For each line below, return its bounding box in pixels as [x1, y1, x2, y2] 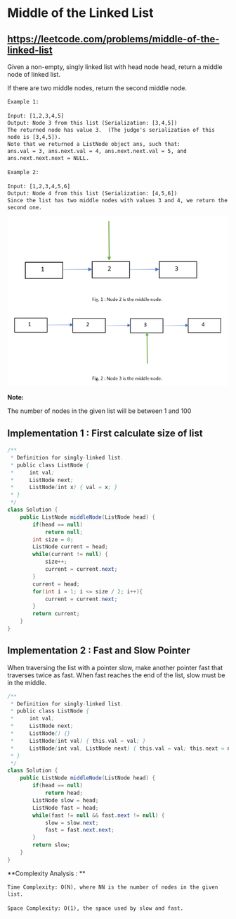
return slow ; [32, 841, 71, 849]
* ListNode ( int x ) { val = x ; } [10, 484, 118, 491]
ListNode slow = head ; [32, 796, 99, 804]
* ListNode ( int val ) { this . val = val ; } [10, 737, 146, 744]
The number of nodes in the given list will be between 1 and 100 [7, 407, 192, 415]
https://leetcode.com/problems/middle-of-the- [7, 33, 220, 45]
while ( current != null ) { [32, 551, 109, 558]
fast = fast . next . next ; [44, 827, 114, 834]
